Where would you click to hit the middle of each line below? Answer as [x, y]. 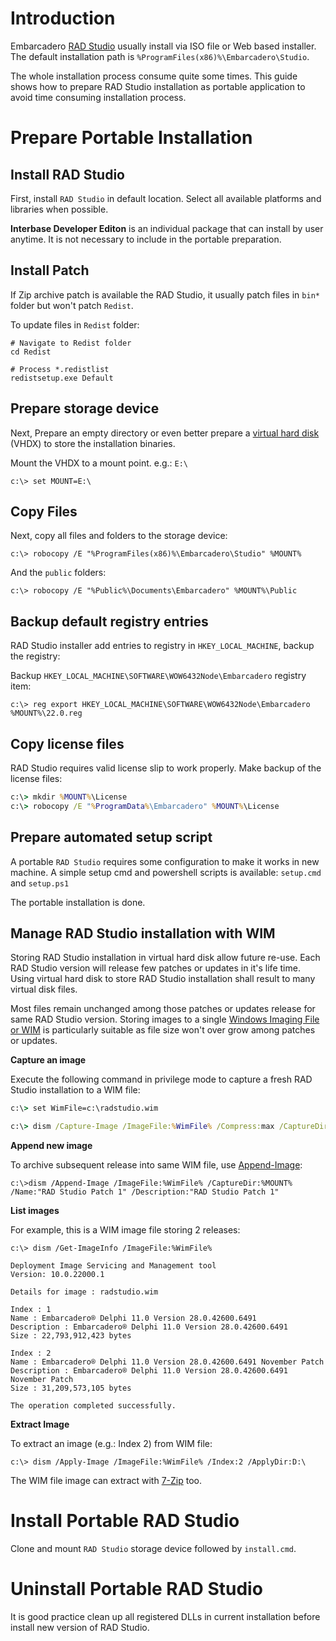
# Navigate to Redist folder [71, 343]
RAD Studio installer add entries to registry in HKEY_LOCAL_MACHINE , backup [162, 646]
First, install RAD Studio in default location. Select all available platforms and [166, 198]
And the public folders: [58, 573]
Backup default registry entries [109, 621]
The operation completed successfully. [93, 1406]
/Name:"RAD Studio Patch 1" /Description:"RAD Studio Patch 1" [145, 1192]
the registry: [35, 656]
